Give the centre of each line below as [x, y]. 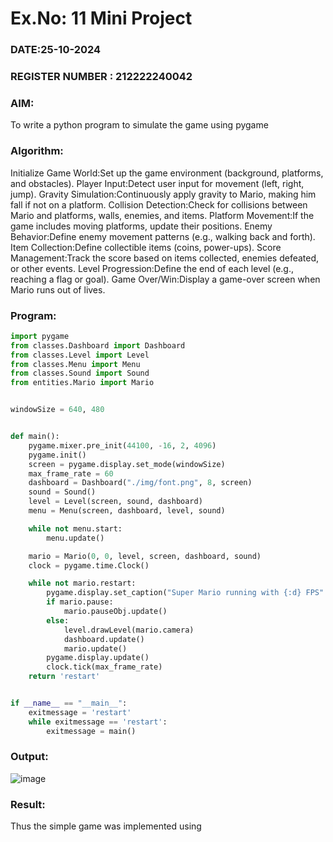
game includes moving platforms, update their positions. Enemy [141, 226]
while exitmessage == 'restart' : [98, 722]
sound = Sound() [62, 492]
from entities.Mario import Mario [82, 383]
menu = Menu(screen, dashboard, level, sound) [127, 511]
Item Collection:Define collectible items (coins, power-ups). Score [146, 247]
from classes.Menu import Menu [75, 364]
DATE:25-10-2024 [56, 50]
